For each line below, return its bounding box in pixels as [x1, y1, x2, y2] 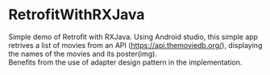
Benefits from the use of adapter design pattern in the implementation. [8, 57, 243, 67]
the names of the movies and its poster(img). [8, 49, 157, 58]
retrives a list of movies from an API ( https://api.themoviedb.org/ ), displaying [8, 40, 263, 49]
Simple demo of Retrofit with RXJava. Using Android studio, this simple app [8, 32, 259, 41]
